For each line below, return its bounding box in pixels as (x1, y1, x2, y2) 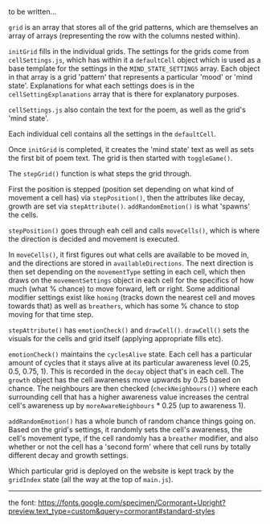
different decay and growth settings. (8, 451, 129, 460)
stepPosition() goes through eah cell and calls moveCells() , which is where (8, 225, 260, 235)
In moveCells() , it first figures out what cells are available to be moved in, (8, 250, 249, 259)
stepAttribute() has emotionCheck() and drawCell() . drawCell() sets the (8, 325, 250, 335)
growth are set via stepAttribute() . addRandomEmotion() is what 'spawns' (8, 201, 251, 211)
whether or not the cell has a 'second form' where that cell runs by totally (8, 442, 252, 452)
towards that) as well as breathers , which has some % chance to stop (8, 301, 239, 311)
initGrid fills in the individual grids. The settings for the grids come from (8, 47, 249, 56)
